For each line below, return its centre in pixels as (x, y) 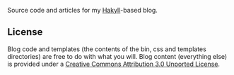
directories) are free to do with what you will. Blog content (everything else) (117, 56)
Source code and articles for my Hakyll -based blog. (82, 10)
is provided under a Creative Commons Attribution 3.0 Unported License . (114, 64)
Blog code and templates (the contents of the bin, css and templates (107, 49)
